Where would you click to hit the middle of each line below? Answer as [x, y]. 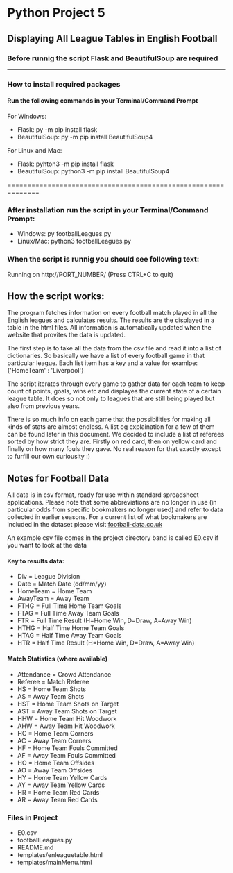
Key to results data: [36, 561]
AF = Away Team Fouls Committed [67, 755]
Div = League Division [49, 577]
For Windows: [27, 116]
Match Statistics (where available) [58, 659]
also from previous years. [43, 406]
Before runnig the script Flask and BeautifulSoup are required [113, 58]
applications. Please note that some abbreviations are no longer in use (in [112, 502]
